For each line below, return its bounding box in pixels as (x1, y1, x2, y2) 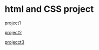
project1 (4, 20, 21, 26)
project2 (4, 29, 22, 35)
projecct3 (4, 39, 24, 45)
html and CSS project (4, 3, 94, 15)
